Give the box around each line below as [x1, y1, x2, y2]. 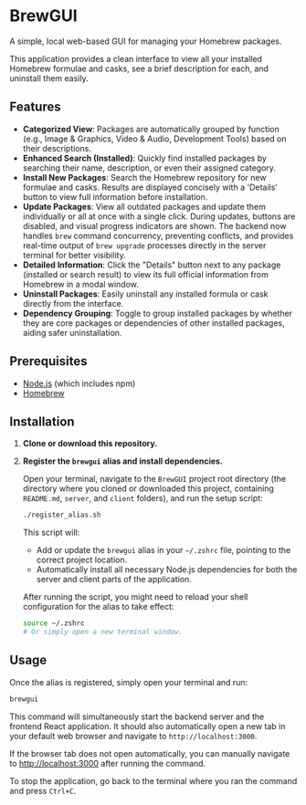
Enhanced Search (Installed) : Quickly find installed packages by [22, 152, 268, 163]
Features [9, 99, 61, 115]
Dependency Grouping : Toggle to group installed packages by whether [22, 308, 293, 319]
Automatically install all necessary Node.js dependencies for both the [36, 564, 298, 575]
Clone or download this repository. [22, 438, 158, 449]
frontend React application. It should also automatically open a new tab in [9, 720, 286, 731]
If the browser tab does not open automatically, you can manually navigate [9, 747, 290, 758]
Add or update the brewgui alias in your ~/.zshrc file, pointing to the [36, 545, 291, 556]
